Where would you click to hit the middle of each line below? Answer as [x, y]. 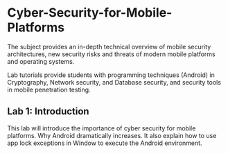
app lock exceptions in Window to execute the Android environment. [105, 143]
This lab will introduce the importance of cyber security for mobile [102, 128]
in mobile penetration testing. [49, 89]
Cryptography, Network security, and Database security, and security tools [114, 82]
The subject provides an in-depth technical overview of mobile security [109, 46]
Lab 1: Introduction [48, 111]
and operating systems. [41, 61]
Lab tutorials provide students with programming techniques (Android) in [111, 75]
